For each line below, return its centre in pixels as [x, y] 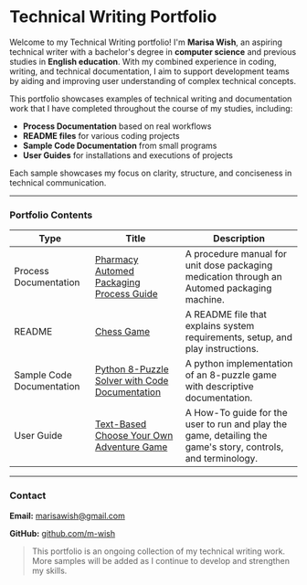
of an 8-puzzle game [231, 375]
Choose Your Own [134, 436]
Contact [28, 495]
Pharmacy [116, 260]
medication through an [233, 277]
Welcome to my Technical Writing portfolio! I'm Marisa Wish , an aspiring [146, 42]
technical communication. [58, 182]
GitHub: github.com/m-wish [63, 533]
